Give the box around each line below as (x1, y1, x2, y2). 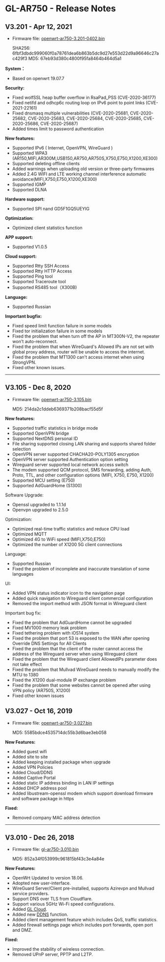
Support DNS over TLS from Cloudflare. (12, 896, 93, 902)
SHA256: (12, 45, 31, 51)
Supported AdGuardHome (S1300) (12, 482, 82, 488)
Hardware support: (5, 196, 45, 202)
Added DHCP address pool (12, 785, 67, 791)
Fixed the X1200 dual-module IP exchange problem (12, 677, 116, 683)
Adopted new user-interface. (12, 880, 71, 886)
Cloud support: (5, 254, 37, 259)
